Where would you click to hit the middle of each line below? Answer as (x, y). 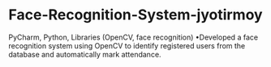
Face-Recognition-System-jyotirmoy (135, 15)
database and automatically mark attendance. (85, 54)
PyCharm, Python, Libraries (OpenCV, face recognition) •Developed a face (133, 37)
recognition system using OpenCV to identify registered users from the (127, 45)
